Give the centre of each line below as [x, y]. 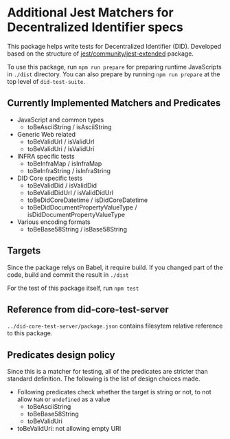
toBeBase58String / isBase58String [77, 229]
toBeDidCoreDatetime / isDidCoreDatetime [88, 200]
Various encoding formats [54, 222]
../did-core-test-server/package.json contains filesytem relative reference [115, 326]
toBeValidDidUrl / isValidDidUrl [70, 192]
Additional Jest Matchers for [90, 13]
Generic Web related [46, 134]
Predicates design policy [61, 355]
